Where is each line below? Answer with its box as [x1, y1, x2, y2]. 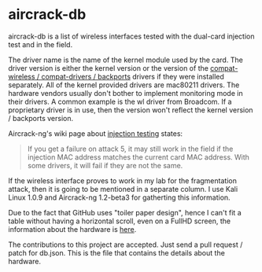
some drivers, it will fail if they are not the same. [27, 160, 183, 170]
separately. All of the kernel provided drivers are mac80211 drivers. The [8, 80, 240, 90]
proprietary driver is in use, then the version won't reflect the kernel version [8, 105, 253, 115]
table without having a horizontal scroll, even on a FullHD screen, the [8, 216, 231, 226]
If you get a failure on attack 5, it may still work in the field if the [27, 144, 234, 153]
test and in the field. [8, 39, 73, 49]
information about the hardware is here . [8, 224, 137, 233]
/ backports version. [8, 113, 73, 123]
